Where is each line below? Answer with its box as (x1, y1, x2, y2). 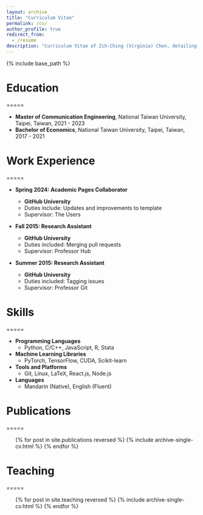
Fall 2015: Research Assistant (15, 222, 92, 229)
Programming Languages (15, 337, 81, 345)
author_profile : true (6, 26, 61, 32)
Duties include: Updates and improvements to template (24, 204, 162, 211)
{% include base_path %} (6, 59, 71, 67)
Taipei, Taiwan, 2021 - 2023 (15, 120, 85, 127)
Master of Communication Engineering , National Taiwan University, (15, 113, 187, 120)
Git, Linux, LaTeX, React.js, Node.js (24, 370, 112, 377)
